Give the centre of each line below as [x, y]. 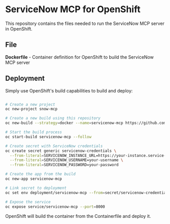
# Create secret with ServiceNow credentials [54, 146]
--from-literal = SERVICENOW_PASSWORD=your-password [64, 165]
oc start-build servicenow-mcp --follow [49, 137]
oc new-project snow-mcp [31, 109]
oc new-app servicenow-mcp [34, 179]
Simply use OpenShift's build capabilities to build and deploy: [69, 90]
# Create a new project [30, 104]
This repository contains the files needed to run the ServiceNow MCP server [85, 23]
